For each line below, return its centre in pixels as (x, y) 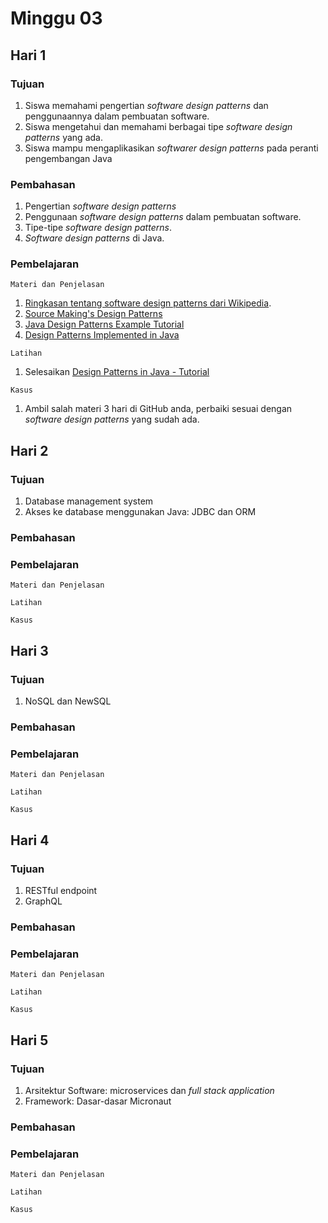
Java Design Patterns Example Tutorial (104, 324)
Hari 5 (29, 1040)
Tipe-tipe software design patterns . (98, 228)
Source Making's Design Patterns (93, 314)
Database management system (89, 501)
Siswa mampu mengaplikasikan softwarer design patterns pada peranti (171, 148)
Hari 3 (29, 650)
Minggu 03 (56, 18)
